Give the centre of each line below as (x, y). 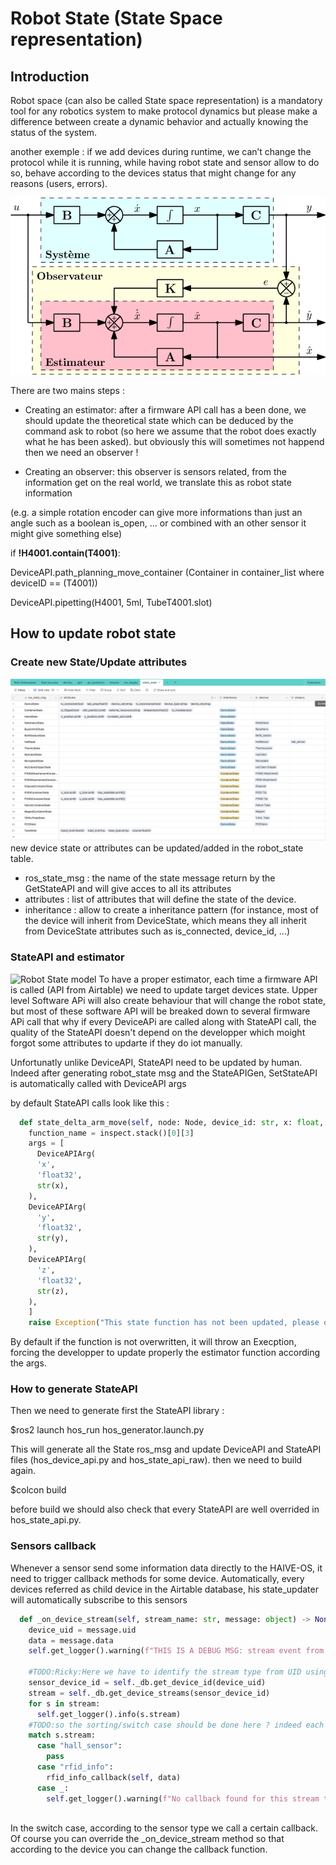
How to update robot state (93, 633)
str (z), (53, 1291)
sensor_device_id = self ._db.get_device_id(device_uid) (147, 1683)
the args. (28, 1363)
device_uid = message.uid (82, 1630)
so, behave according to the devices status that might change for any (153, 173)
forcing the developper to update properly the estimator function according (165, 1353)
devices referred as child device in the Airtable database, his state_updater (164, 1589)
